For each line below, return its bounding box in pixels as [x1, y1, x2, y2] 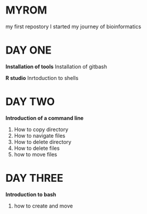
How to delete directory [14, 138, 72, 145]
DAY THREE [5, 172, 64, 185]
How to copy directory [14, 126, 69, 133]
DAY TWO [5, 95, 55, 109]
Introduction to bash [5, 190, 56, 198]
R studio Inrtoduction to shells [5, 74, 79, 81]
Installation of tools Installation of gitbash [5, 63, 107, 70]
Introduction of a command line [5, 114, 83, 121]
